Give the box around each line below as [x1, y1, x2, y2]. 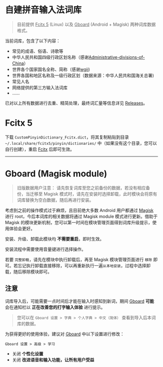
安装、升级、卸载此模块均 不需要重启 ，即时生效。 [5, 236, 104, 242]
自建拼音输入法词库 [5, 4, 82, 16]
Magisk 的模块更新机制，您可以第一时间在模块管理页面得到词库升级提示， [5, 219, 153, 225]
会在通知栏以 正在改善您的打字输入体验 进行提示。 [5, 304, 105, 310]
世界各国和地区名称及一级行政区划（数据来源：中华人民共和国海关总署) [12, 72, 154, 78]
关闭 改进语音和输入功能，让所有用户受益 [12, 357, 95, 363]
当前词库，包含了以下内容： [5, 37, 61, 44]
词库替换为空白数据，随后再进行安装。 [16, 197, 94, 203]
